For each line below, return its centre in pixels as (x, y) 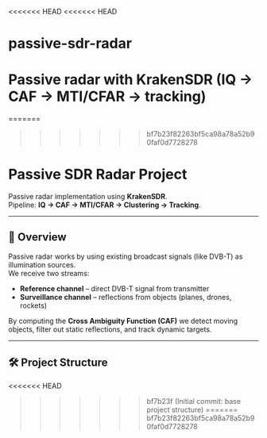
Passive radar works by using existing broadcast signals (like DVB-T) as (126, 256)
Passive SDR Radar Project (98, 175)
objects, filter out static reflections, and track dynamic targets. (110, 329)
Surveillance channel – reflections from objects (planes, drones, (126, 297)
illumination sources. (42, 264)
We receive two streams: (49, 273)
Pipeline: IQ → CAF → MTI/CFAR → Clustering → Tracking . (104, 205)
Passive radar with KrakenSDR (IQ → (130, 80)
